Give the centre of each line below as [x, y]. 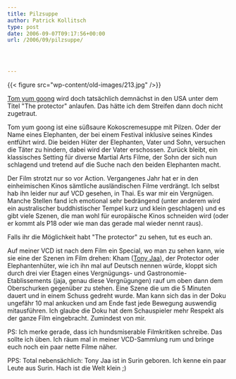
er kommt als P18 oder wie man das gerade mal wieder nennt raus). [105, 224]
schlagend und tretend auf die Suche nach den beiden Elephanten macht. [114, 165]
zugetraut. [22, 114]
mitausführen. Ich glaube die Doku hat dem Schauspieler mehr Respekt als [116, 311]
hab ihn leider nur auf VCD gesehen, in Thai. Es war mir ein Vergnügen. [111, 193]
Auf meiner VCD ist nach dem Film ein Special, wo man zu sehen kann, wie [116, 251]
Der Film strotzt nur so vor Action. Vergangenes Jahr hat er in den [103, 179]
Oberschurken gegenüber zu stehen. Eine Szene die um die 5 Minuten [109, 288]
